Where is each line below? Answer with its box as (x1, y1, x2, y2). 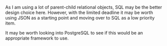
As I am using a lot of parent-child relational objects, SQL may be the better (5, 4, 162, 10)
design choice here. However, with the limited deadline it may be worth (5, 9, 153, 15)
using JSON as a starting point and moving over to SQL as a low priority (5, 15, 155, 20)
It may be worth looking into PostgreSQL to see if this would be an (5, 30, 143, 35)
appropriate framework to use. (5, 35, 69, 41)
